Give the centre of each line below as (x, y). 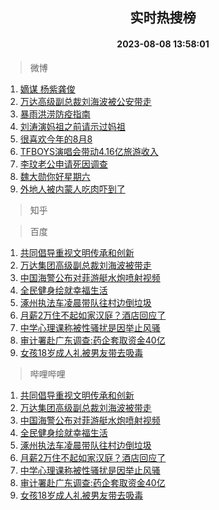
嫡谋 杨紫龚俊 (47, 89)
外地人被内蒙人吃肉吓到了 (72, 189)
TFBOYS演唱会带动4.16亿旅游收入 (89, 151)
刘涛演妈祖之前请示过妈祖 (72, 126)
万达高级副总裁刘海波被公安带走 (85, 101)
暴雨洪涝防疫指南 (55, 114)
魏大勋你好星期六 (55, 176)
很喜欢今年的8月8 (56, 139)
